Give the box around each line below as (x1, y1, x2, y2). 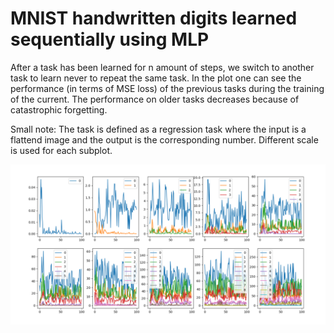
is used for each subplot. (10, 144, 113, 156)
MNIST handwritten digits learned (10, 7, 298, 30)
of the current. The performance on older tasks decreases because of (10, 93, 300, 105)
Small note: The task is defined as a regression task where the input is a (10, 123, 307, 135)
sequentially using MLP (10, 28, 210, 51)
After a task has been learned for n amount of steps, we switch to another (10, 61, 315, 73)
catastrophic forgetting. (10, 103, 108, 116)
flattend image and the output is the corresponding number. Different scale (10, 133, 319, 146)
